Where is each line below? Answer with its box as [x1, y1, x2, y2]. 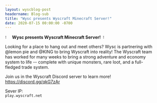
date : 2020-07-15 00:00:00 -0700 [5, 20, 73, 26]
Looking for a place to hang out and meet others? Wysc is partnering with [5, 44, 153, 50]
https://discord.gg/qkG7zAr [5, 79, 60, 85]
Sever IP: [5, 88, 23, 94]
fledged [5, 64, 21, 70]
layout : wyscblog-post [5, 7, 51, 12]
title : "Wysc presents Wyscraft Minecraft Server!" [5, 16, 112, 21]
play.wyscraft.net [5, 93, 42, 98]
